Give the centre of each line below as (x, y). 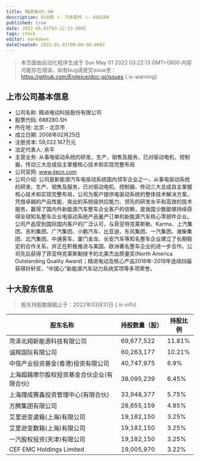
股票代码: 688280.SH (41, 120)
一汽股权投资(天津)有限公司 (47, 439)
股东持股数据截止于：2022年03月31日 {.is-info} (79, 305)
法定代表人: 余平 (35, 149)
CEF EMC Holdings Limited (47, 449)
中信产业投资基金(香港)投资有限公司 (59, 363)
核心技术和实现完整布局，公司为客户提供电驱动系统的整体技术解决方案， (103, 194)
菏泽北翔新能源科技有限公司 (48, 341)
